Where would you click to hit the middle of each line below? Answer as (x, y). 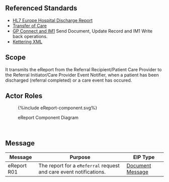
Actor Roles (24, 96)
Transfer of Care (29, 26)
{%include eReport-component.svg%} (58, 108)
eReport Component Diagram (48, 118)
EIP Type (144, 157)
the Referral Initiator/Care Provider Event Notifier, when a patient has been (82, 75)
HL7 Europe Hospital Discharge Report (53, 20)
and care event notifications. (72, 172)
